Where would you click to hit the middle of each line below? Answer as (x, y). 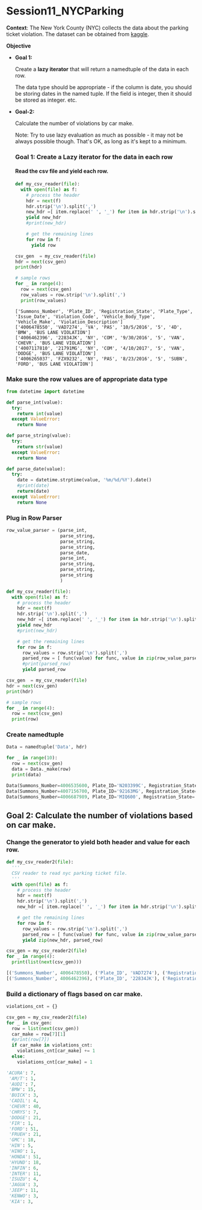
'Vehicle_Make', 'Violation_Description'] (69, 322)
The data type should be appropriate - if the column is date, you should (103, 87)
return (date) (33, 492)
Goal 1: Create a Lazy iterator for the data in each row (94, 156)
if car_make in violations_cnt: (52, 1045)
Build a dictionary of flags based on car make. (75, 994)
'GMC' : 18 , (22, 1140)
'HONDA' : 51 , (25, 1156)
